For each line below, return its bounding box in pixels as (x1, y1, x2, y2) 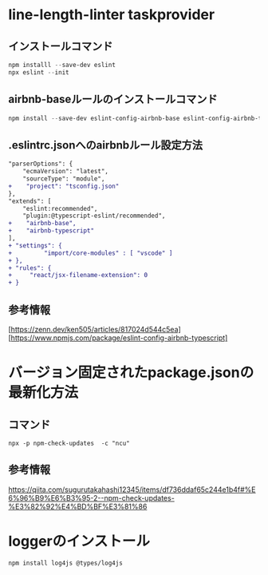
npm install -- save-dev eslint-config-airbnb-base (8, 114, 180, 122)
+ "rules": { (8, 264, 52, 272)
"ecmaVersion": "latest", (22, 168, 109, 176)
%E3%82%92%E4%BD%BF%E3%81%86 (8, 502, 148, 511)
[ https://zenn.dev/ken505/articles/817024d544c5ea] (8, 324, 181, 334)
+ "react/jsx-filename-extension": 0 (8, 272, 148, 280)
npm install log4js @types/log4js (8, 559, 124, 567)
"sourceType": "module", (22, 175, 105, 183)
